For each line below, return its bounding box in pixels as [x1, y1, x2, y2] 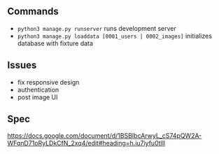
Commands [7, 6, 59, 17]
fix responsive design [17, 78, 80, 86]
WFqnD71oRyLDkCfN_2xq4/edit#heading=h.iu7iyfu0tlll [7, 139, 166, 148]
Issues [7, 59, 37, 71]
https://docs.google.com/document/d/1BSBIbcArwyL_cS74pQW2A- [7, 132, 202, 140]
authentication [17, 85, 59, 94]
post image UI [17, 92, 58, 101]
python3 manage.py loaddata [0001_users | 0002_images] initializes [17, 31, 212, 40]
